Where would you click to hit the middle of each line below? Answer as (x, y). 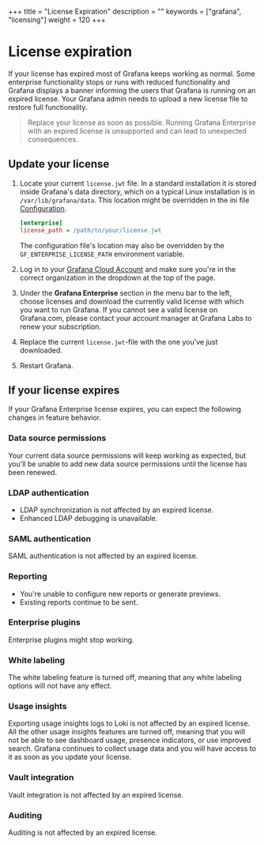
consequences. (53, 139)
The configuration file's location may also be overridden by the (122, 245)
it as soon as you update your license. (70, 757)
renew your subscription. (60, 326)
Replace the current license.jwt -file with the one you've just (119, 341)
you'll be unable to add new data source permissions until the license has (128, 464)
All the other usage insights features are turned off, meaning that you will (127, 732)
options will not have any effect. (60, 686)
